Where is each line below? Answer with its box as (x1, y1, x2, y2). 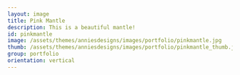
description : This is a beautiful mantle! (7, 24, 136, 31)
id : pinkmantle (7, 30, 53, 38)
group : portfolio (7, 51, 59, 58)
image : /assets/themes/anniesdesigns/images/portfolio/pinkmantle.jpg (7, 37, 222, 44)
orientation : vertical (7, 57, 75, 64)
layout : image (7, 10, 50, 18)
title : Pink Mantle (7, 17, 66, 24)
